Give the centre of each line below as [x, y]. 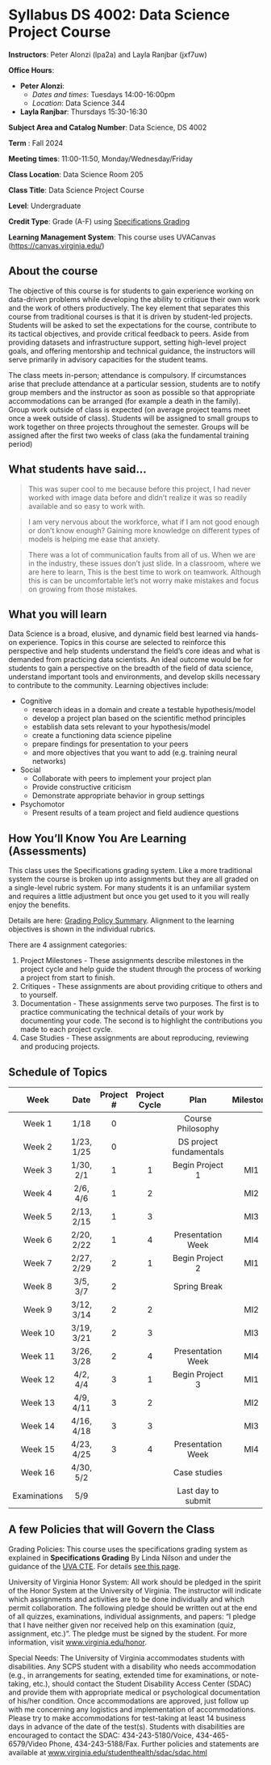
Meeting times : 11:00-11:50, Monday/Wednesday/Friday [101, 159]
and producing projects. [60, 1046]
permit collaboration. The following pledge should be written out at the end [133, 1607]
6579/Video [28, 1744]
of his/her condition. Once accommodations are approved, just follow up [129, 1700]
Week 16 [38, 1472]
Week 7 [38, 1263]
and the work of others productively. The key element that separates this [129, 308]
